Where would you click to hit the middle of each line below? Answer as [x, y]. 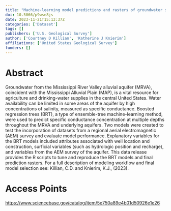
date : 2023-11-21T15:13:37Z [35, 19]
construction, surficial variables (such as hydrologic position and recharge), [84, 146]
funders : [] [18, 48]
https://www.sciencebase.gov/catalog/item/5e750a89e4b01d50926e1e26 [83, 203]
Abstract [24, 73]
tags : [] [15, 29]
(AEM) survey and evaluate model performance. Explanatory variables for [82, 136]
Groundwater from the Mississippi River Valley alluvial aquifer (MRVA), [79, 87]
